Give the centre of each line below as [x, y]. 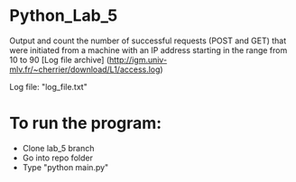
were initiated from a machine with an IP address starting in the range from [148, 50]
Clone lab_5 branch [58, 148]
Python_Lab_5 [64, 16]
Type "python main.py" [65, 167]
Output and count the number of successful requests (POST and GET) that [148, 41]
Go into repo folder [57, 158]
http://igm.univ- [139, 59]
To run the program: [86, 123]
